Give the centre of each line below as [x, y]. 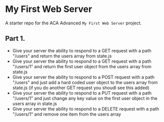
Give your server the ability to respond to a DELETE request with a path [85, 109]
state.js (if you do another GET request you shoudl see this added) [81, 88]
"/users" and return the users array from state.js [62, 56]
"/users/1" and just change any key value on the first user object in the [85, 98]
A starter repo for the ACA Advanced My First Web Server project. [73, 23]
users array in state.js [35, 104]
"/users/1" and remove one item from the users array [67, 114]
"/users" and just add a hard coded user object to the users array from [85, 82]
